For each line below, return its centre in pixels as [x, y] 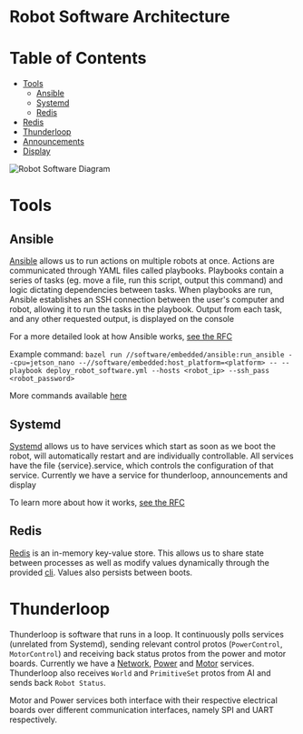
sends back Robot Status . [58, 682]
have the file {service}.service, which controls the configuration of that [142, 465]
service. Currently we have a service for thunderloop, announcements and [149, 475]
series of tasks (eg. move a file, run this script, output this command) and [147, 280]
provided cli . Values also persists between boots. [101, 572]
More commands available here [68, 396]
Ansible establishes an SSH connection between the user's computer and [147, 300]
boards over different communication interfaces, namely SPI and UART [142, 709]
